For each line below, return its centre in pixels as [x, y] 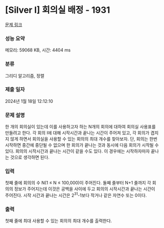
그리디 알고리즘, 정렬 [25, 76]
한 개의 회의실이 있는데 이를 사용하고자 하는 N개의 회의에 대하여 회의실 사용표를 [80, 127]
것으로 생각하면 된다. [30, 157]
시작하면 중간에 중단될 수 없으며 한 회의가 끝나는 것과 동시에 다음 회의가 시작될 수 [82, 145]
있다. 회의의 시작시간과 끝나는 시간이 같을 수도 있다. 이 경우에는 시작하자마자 [78, 151]
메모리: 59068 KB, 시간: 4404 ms [38, 50]
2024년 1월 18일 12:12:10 [29, 101]
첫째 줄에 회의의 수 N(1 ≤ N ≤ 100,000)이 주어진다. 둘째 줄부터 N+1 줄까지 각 [78, 183]
